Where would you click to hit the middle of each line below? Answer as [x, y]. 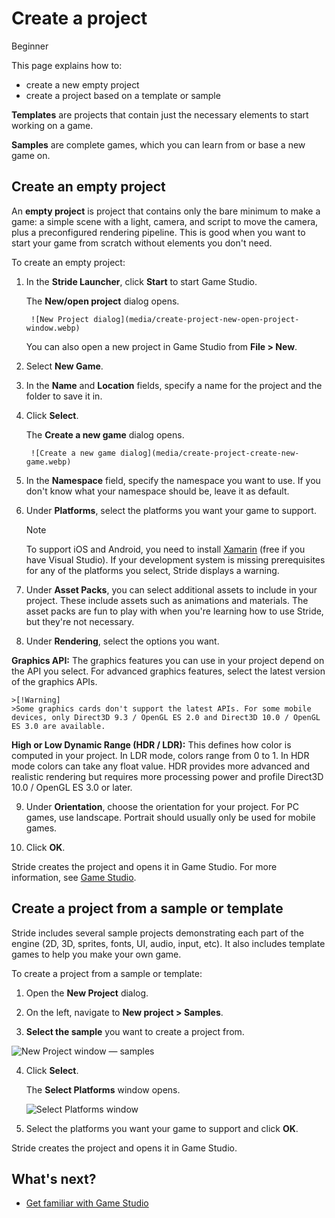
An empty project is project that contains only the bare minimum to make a [166, 211]
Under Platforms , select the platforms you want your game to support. [171, 510]
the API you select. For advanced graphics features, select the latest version [168, 671]
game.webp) [48, 462]
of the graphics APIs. [54, 681]
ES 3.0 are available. [58, 726]
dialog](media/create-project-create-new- [210, 453]
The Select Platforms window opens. [103, 1089]
